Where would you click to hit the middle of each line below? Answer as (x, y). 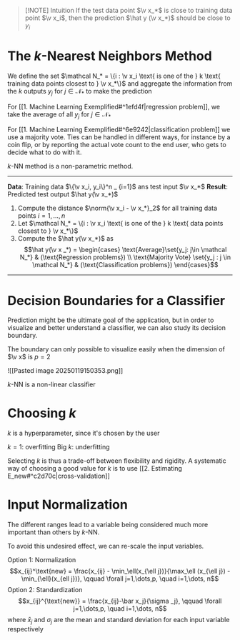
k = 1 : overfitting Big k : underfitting (59, 447)
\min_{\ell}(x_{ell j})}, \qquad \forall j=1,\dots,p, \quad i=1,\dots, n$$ (120, 579)
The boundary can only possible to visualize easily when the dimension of (116, 349)
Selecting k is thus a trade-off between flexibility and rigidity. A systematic (117, 461)
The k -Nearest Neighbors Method (110, 56)
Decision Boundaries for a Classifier (116, 300)
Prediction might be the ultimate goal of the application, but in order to (111, 320)
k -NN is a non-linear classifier (51, 384)
